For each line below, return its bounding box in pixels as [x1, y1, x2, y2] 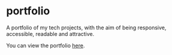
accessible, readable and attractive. [6, 30, 95, 37]
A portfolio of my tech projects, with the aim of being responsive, [6, 24, 167, 31]
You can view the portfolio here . [6, 42, 85, 49]
